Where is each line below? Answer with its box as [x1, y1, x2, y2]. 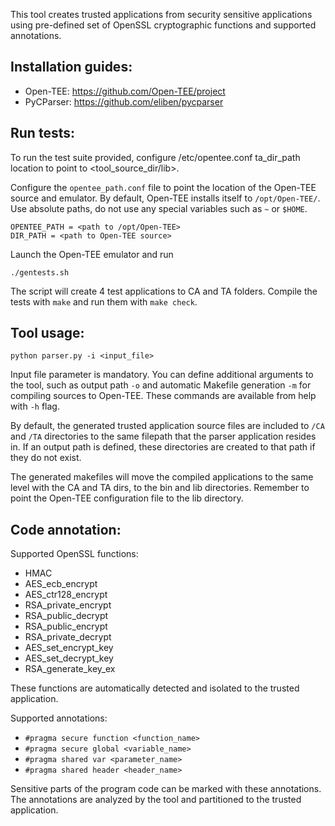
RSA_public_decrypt [24, 610, 109, 622]
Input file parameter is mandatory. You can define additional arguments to [10, 369, 314, 381]
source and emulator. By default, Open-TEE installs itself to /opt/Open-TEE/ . [10, 192, 321, 204]
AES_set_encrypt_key [24, 642, 114, 654]
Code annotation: [10, 521, 122, 538]
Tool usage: [10, 325, 85, 342]
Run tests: [10, 125, 75, 142]
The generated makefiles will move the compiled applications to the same [10, 471, 314, 483]
